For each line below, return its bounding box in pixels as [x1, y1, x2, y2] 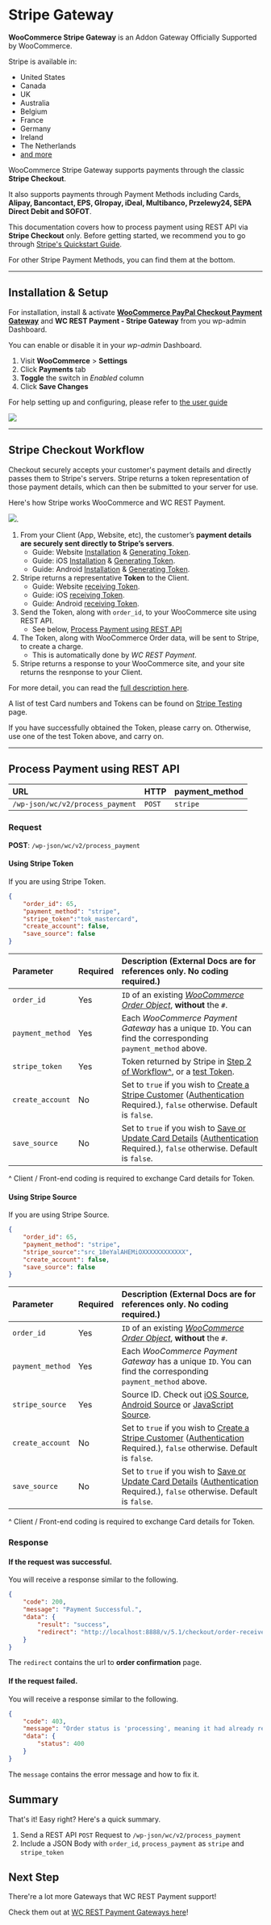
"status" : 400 [37, 1740, 85, 1748]
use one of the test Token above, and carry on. [8, 731, 164, 740]
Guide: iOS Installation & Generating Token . [31, 556, 176, 565]
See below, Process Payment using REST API [31, 624, 182, 634]
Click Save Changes [19, 381, 89, 391]
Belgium [19, 107, 48, 116]
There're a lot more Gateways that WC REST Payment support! [8, 1892, 217, 1902]
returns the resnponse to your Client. [19, 667, 143, 677]
